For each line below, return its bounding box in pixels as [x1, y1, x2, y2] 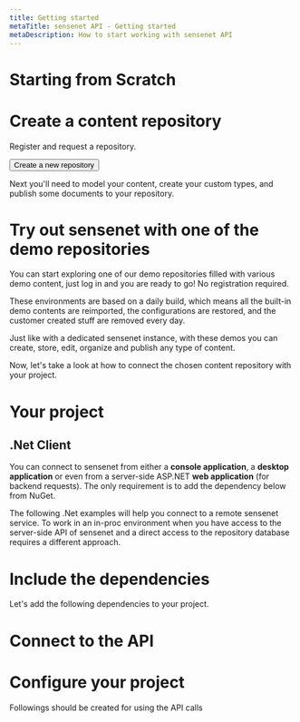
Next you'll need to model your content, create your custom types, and [9, 178, 274, 189]
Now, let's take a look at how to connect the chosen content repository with [9, 360, 292, 371]
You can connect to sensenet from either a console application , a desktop [9, 462, 290, 473]
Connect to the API [9, 630, 154, 651]
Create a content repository [9, 111, 222, 132]
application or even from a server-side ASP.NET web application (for [9, 471, 270, 482]
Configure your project [9, 672, 185, 692]
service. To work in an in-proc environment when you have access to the [9, 518, 283, 529]
